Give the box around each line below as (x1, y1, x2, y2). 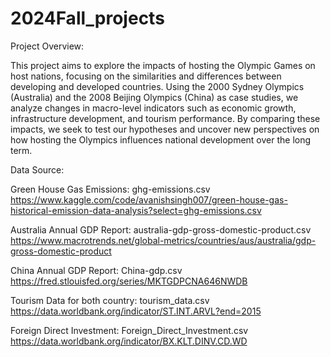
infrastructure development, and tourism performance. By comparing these (10, 112, 321, 124)
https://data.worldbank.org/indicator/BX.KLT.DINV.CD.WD (10, 335, 248, 347)
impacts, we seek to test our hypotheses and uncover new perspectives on (10, 123, 320, 135)
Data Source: (10, 163, 65, 176)
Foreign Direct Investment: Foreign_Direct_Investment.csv (10, 324, 249, 336)
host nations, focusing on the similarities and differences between (10, 70, 282, 82)
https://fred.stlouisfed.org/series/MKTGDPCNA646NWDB (10, 275, 248, 287)
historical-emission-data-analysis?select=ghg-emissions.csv (10, 204, 262, 216)
